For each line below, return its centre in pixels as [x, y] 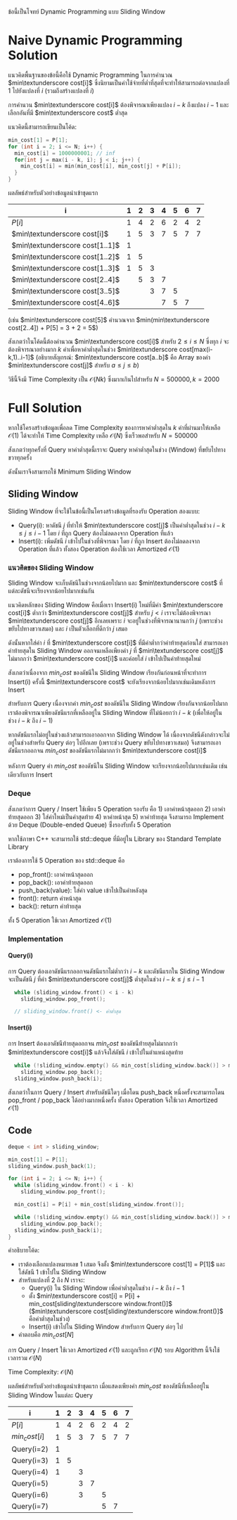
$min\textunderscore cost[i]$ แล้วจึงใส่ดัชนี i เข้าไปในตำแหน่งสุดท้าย [96, 1052]
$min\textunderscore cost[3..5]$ [66, 291]
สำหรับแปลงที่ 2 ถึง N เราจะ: [51, 1280]
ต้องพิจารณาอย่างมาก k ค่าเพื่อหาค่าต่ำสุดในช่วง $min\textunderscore [93, 350]
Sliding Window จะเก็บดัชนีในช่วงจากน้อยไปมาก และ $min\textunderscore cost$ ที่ [116, 583]
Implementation [36, 939]
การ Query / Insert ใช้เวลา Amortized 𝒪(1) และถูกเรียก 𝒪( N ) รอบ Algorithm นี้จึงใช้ [114, 1350]
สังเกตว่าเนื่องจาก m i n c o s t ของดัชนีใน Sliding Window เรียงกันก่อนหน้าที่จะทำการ [107, 673]
